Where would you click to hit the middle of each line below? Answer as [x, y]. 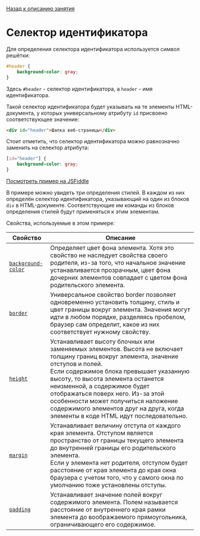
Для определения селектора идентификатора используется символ [93, 49]
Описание [120, 238]
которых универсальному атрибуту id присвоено [104, 113]
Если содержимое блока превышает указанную [120, 371]
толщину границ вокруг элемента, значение [114, 356]
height [18, 379]
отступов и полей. [76, 364]
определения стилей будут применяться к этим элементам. [83, 212]
